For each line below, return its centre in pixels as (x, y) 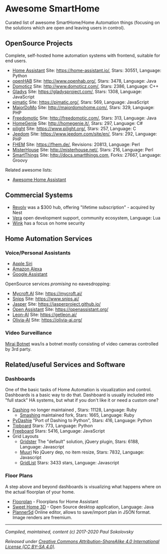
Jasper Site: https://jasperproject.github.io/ (56, 304)
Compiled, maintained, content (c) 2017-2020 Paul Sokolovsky (69, 532)
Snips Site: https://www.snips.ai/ (46, 299)
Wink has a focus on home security (48, 223)
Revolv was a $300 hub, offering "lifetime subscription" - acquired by (83, 207)
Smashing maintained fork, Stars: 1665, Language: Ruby (77, 415)
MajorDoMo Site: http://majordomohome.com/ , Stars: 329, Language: (83, 107)
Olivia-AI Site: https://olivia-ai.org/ (47, 320)
